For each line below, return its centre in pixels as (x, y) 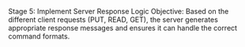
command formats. (39, 36)
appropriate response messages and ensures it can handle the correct (123, 28)
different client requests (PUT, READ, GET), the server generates (113, 20)
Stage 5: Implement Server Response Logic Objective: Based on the (119, 11)
